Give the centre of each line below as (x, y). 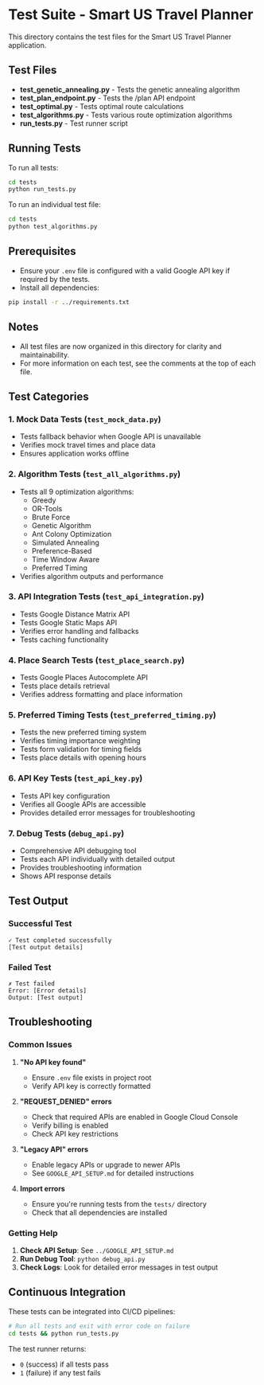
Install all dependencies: (59, 288)
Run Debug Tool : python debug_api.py (82, 1259)
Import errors (42, 1188)
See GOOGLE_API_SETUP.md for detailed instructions (113, 1173)
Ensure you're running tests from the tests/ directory (119, 1203)
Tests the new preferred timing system (83, 732)
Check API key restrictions (75, 1133)
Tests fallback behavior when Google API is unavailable (110, 436)
